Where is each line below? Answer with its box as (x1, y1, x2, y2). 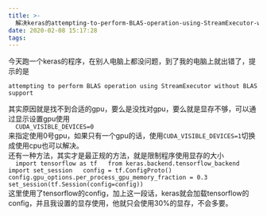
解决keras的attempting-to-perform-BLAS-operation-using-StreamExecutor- (15, 19, 257, 27)
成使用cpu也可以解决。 (8, 141, 83, 151)
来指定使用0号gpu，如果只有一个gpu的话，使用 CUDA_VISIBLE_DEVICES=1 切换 (8, 131, 256, 141)
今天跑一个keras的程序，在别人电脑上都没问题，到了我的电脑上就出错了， (8, 56, 250, 66)
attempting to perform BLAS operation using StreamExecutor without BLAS (8, 83, 258, 91)
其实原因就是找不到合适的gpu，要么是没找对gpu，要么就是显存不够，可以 (8, 104, 250, 114)
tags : (8, 33, 26, 42)
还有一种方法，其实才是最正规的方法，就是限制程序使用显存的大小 (8, 151, 224, 160)
